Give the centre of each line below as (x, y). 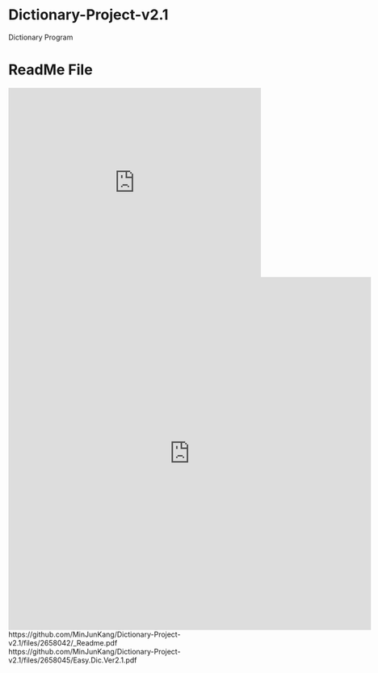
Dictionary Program (41, 37)
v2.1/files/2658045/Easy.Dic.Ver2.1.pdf (73, 660)
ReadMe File (50, 70)
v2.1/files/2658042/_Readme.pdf (63, 642)
